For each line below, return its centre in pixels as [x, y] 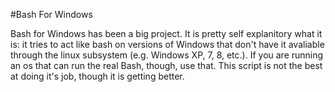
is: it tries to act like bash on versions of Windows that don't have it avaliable [167, 44]
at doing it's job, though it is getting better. [97, 76]
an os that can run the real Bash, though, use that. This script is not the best [166, 65]
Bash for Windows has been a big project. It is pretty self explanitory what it [166, 33]
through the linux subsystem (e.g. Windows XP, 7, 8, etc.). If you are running [167, 55]
